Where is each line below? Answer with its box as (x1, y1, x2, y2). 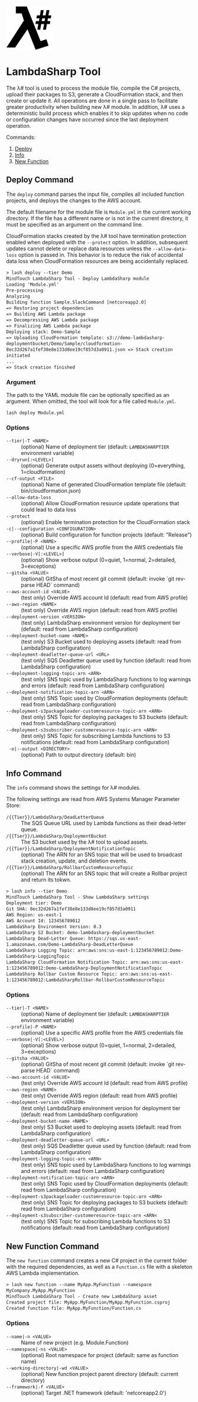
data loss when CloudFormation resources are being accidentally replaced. (6, 257, 189, 264)
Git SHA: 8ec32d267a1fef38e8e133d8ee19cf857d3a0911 (6, 906, 136, 912)
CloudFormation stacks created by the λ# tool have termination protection (6, 232, 187, 240)
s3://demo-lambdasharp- (106, 335, 165, 341)
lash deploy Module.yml (6, 410, 65, 416)
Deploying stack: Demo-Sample (6, 329, 81, 335)
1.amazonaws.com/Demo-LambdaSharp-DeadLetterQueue (6, 942, 134, 948)
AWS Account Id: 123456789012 (6, 918, 81, 924)
